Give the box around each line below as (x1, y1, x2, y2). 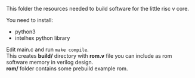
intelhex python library (14, 35, 70, 41)
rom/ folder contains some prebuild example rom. (6, 65, 128, 72)
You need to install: (6, 17, 54, 23)
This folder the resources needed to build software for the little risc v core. (6, 5, 190, 12)
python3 (14, 28, 36, 35)
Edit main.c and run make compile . (6, 46, 89, 53)
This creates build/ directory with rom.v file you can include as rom (6, 52, 172, 59)
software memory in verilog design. (6, 59, 94, 65)
